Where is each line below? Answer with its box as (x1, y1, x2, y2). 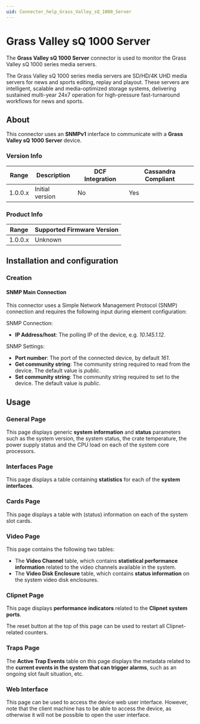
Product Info (6, 210, 43, 218)
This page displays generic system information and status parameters (6, 429, 182, 436)
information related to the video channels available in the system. (14, 563, 177, 571)
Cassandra (143, 167, 176, 175)
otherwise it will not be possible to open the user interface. (6, 711, 151, 718)
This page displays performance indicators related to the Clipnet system (6, 605, 187, 612)
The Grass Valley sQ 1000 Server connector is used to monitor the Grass (6, 54, 186, 61)
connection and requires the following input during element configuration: (6, 308, 187, 315)
